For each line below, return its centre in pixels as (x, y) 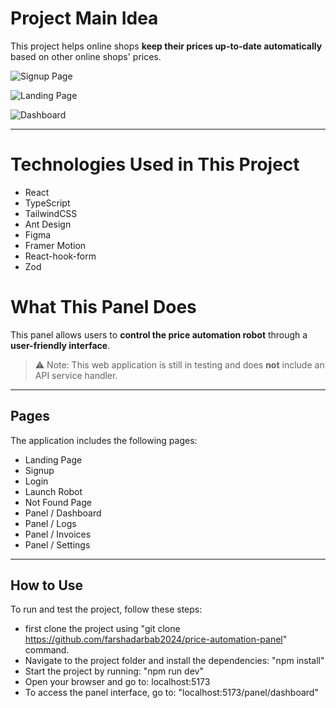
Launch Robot (53, 491)
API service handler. (76, 375)
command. (47, 650)
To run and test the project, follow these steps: (106, 609)
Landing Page (53, 459)
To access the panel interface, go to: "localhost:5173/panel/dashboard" (171, 693)
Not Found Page (58, 502)
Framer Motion (55, 245)
